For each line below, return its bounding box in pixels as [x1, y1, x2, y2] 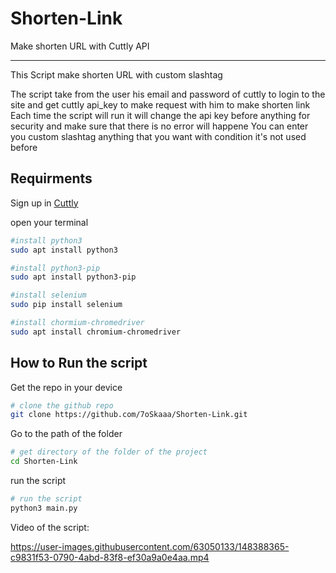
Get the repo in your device [10, 381, 123, 393]
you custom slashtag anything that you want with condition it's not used [10, 130, 307, 142]
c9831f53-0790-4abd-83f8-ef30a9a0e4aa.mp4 [10, 551, 210, 563]
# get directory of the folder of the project [10, 447, 208, 457]
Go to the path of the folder [10, 428, 123, 440]
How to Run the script [10, 355, 148, 372]
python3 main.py [10, 503, 78, 513]
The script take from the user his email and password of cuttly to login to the [10, 88, 326, 100]
